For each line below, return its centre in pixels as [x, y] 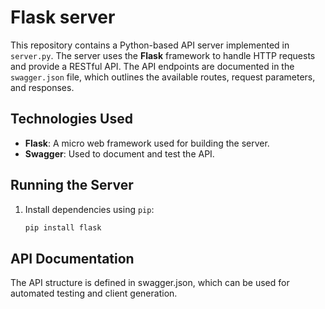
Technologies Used [71, 119]
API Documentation [72, 258]
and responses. [42, 87]
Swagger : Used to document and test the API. [119, 153]
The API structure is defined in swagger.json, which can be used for [150, 283]
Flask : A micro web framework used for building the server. [147, 143]
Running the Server [72, 185]
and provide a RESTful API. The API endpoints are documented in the [152, 66]
